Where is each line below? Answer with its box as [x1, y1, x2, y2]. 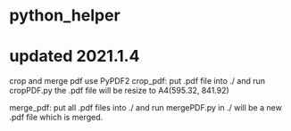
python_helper [9, 5, 121, 26]
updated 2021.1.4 [9, 46, 140, 67]
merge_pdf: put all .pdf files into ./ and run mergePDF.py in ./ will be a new [9, 102, 283, 113]
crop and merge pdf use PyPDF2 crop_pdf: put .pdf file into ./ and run [9, 76, 266, 86]
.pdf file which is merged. [9, 112, 104, 123]
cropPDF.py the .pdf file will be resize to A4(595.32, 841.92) [9, 86, 229, 96]
